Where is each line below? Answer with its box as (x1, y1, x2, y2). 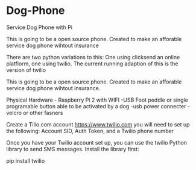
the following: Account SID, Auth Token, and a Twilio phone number (6, 127, 174, 134)
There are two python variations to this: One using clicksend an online (6, 53, 180, 60)
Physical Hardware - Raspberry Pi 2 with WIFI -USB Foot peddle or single (6, 96, 189, 103)
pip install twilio (6, 157, 45, 164)
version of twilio (6, 66, 46, 73)
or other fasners (23, 109, 63, 116)
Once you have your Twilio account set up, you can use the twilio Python (6, 139, 188, 146)
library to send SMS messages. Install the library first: (6, 145, 139, 152)
